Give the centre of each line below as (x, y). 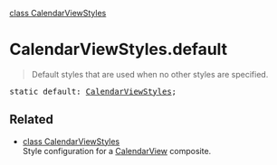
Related (32, 119)
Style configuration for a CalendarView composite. (117, 151)
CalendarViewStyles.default (119, 50)
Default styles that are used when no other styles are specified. (150, 74)
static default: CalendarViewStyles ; (93, 91)
